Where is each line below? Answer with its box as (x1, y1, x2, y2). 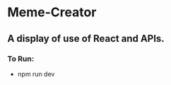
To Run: (7, 54, 35, 64)
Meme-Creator (7, 4, 97, 21)
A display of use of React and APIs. (7, 33, 165, 45)
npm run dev (17, 69, 55, 78)
